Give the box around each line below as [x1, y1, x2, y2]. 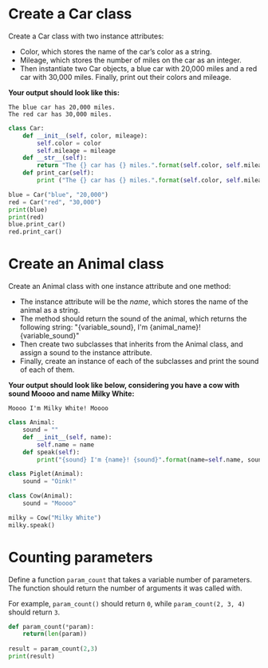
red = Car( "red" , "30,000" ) [8, 198, 102, 206]
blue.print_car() [8, 221, 66, 229]
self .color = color [37, 139, 102, 147]
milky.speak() [8, 521, 56, 529]
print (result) [8, 653, 56, 661]
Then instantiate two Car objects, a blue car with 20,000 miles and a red [19, 63, 258, 73]
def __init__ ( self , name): [22, 433, 112, 441]
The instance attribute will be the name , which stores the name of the [19, 297, 249, 306]
